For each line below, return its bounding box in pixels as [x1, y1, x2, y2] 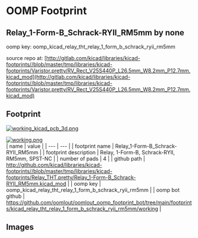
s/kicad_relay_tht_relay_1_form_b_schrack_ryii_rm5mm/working [6, 205, 159, 212]
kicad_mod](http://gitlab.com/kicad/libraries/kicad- [6, 74, 131, 80]
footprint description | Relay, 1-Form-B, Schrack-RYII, [46, 148, 175, 156]
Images [6, 222, 34, 232]
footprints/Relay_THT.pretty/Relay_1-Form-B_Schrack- [6, 174, 136, 181]
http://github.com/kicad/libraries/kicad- [6, 161, 103, 168]
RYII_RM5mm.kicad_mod [6, 180, 67, 187]
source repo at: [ [6, 55, 47, 61]
